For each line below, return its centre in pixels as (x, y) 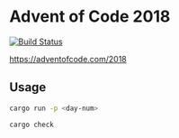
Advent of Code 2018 (90, 17)
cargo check (31, 124)
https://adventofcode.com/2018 (68, 59)
